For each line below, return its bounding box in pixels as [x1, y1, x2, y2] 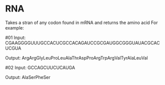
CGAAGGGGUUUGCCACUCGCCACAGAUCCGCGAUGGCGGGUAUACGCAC [5, 39, 160, 45]
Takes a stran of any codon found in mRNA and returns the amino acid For [5, 19, 158, 25]
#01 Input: [5, 34, 26, 40]
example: [5, 24, 24, 30]
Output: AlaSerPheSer [5, 74, 51, 80]
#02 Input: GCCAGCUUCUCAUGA [5, 64, 75, 70]
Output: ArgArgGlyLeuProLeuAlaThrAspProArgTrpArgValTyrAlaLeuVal [5, 54, 148, 60]
